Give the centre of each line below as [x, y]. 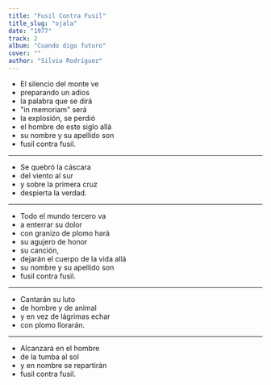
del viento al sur [47, 175]
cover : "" [25, 53]
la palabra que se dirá [56, 101]
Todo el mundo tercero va [63, 216]
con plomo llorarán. [52, 324]
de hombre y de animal [58, 308]
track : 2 [23, 38]
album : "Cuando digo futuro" [57, 46]
